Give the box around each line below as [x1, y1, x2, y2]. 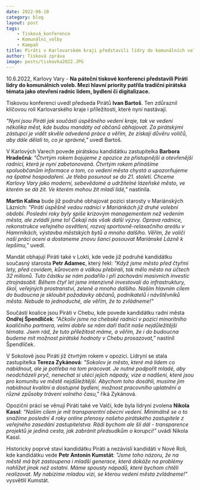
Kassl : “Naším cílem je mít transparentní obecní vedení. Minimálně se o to [6, 408, 188, 415]
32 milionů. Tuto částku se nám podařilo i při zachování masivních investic [6, 272, 190, 279]
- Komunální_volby [17, 36, 62, 42]
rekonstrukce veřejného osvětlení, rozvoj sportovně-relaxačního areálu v [6, 222, 185, 230]
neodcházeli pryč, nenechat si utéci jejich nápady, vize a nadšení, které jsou [6, 371, 195, 379]
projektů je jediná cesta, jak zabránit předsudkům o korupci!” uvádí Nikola [6, 427, 189, 434]
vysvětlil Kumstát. [6, 476, 49, 483]
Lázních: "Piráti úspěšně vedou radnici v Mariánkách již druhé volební [6, 203, 179, 210]
